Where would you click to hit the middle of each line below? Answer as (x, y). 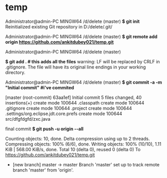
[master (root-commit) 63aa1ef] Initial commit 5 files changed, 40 (74, 97)
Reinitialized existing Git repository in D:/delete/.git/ (59, 26)
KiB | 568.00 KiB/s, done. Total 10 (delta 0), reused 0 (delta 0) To (73, 149)
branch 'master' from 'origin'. (43, 170)
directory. (15, 72)
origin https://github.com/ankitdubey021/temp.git (60, 42)
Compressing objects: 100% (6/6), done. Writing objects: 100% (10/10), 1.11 (83, 144)
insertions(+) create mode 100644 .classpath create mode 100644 (75, 102)
